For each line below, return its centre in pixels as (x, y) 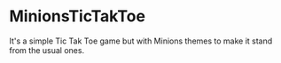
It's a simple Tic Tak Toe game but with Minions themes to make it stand (141, 41)
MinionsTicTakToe (78, 16)
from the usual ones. (47, 50)
